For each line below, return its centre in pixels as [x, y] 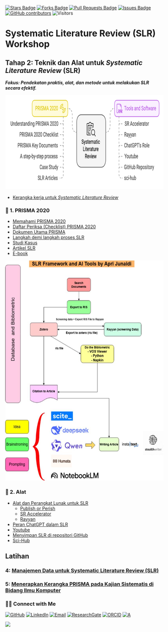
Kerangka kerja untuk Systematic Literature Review [65, 197]
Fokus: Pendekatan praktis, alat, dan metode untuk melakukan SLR [77, 83]
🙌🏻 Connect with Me [31, 604]
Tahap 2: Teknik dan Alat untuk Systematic [74, 63]
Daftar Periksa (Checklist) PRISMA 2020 [54, 227]
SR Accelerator [36, 514]
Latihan [17, 556]
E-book [20, 254]
